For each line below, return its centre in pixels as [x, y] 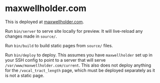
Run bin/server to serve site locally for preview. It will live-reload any [74, 31]
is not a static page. [25, 75]
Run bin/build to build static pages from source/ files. [59, 45]
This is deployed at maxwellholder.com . [45, 22]
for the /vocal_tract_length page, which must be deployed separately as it [80, 70]
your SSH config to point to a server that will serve [55, 60]
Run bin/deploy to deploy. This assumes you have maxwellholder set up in [79, 55]
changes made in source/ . [31, 36]
